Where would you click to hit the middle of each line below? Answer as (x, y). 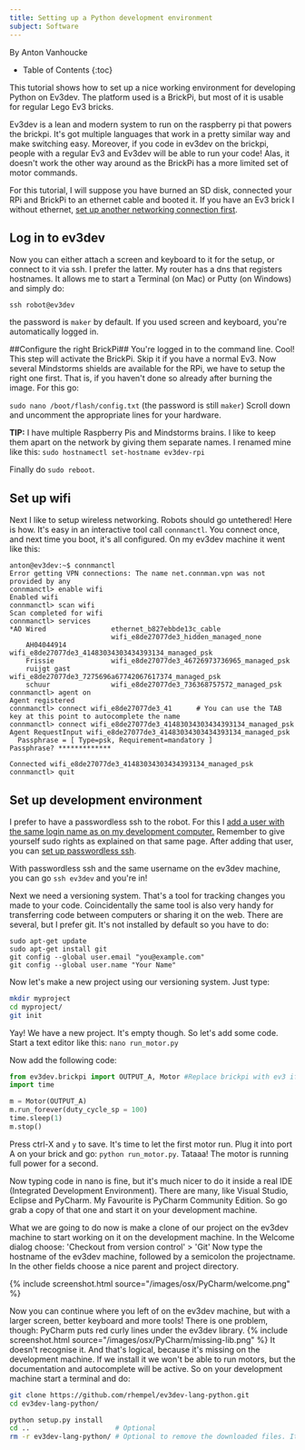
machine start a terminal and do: (70, 1378)
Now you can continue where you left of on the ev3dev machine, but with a (150, 1311)
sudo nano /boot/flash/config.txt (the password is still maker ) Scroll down (150, 406)
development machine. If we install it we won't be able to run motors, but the (152, 1359)
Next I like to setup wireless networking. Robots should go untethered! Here (151, 520)
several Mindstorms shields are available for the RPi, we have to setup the (148, 369)
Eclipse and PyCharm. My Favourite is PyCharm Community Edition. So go (148, 1200)
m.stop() (26, 1127)
